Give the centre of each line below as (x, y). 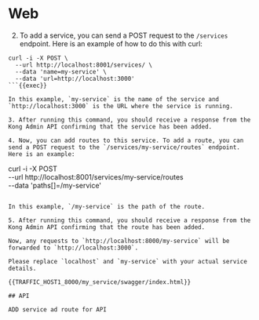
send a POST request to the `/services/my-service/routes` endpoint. (124, 147)
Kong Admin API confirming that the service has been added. (110, 126)
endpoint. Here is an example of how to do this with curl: (111, 43)
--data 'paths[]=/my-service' (55, 185)
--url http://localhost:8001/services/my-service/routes (96, 176)
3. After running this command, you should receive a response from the (129, 120)
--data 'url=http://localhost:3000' (75, 78)
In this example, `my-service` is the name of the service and (114, 99)
